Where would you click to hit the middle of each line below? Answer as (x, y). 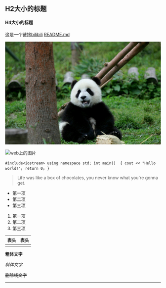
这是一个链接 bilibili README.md (38, 34)
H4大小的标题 (19, 22)
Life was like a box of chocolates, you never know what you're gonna (87, 178)
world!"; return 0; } (27, 168)
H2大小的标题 (26, 9)
